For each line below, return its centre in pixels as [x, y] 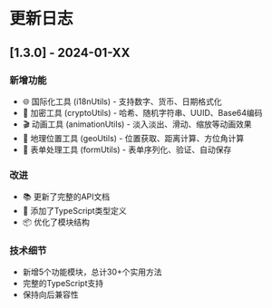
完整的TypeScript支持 [63, 284]
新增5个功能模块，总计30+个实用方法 [92, 272]
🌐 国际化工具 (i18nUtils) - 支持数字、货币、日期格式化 [122, 101]
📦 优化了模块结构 [56, 222]
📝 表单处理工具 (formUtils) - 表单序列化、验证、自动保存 [127, 149]
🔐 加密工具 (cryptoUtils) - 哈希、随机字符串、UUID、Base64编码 [142, 112]
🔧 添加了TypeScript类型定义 [74, 211]
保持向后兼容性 [50, 294]
